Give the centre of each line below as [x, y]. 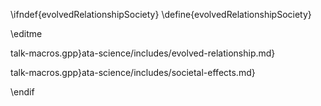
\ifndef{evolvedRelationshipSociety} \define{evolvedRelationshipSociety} [161, 14]
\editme [26, 33]
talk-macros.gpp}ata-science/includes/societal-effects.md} [133, 72]
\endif [22, 92]
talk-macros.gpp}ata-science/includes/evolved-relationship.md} [143, 53]
